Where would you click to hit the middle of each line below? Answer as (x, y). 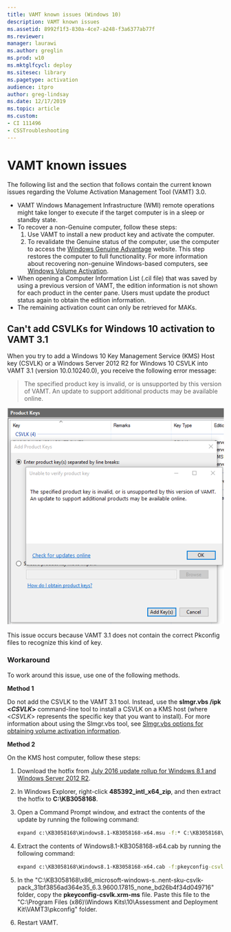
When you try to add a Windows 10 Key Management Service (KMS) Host (111, 356)
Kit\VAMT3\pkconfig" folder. (57, 909)
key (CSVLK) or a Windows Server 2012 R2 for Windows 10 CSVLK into (108, 364)
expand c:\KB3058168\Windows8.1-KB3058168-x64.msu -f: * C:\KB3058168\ (120, 833)
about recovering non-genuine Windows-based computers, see (118, 263)
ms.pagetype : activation (43, 80)
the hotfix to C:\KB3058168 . (57, 799)
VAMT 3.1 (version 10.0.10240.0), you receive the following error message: (112, 370)
